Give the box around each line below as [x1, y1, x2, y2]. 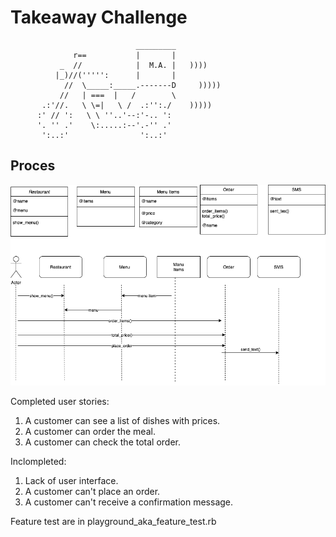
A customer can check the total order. [24, 436, 182, 448]
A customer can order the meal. [24, 426, 156, 438]
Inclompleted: [10, 456, 67, 468]
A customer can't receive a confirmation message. [24, 496, 234, 508]
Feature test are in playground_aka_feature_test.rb [10, 516, 217, 528]
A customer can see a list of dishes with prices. [24, 415, 221, 427]
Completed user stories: [10, 396, 110, 408]
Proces [10, 157, 56, 175]
